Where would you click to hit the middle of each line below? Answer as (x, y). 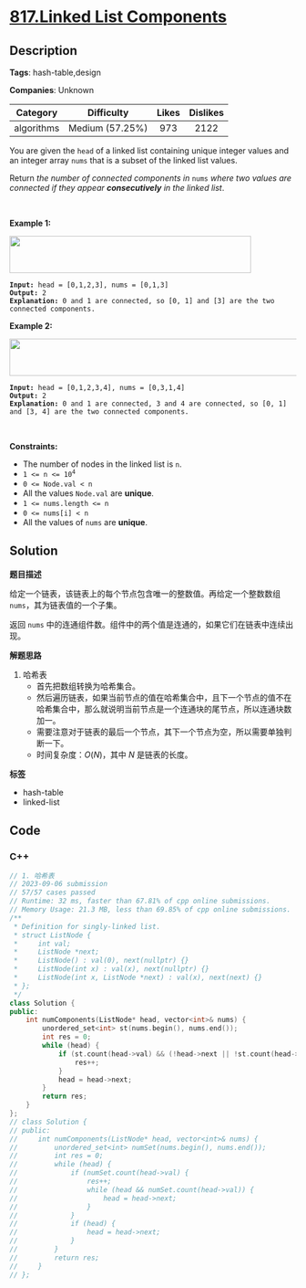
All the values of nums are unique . (85, 522)
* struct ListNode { (52, 935)
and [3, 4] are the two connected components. (99, 412)
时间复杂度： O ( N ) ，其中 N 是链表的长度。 (114, 755)
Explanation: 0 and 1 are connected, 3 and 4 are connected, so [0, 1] (148, 404)
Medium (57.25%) (108, 128)
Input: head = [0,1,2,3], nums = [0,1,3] (89, 285)
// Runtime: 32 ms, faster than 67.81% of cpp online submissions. (140, 902)
